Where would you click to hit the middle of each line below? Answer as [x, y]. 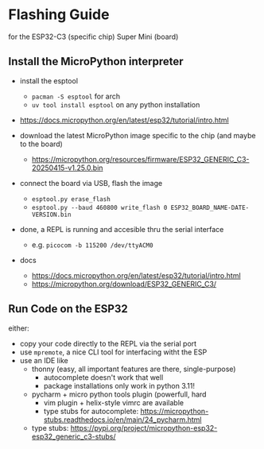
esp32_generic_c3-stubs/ [74, 436]
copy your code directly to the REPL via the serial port [108, 343]
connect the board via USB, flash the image [91, 183]
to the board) [41, 144]
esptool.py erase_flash [71, 199]
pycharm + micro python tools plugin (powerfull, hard [119, 394]
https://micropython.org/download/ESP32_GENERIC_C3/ [124, 284]
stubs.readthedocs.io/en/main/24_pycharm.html [122, 420]
